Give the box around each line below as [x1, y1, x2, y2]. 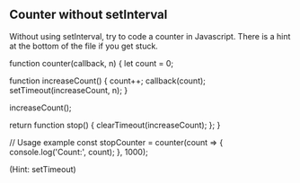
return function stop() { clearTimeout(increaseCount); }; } [9, 119, 221, 130]
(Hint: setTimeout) [9, 163, 76, 174]
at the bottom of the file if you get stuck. [9, 40, 159, 51]
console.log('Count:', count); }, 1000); [9, 146, 148, 157]
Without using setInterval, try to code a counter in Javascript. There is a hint [9, 30, 291, 41]
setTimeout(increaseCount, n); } [9, 84, 128, 95]
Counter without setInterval [9, 7, 168, 22]
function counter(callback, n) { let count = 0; [9, 57, 174, 68]
